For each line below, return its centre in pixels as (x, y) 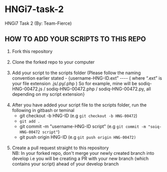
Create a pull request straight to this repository (60, 148)
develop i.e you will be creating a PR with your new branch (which (80, 158)
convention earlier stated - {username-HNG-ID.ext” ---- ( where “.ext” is (87, 78)
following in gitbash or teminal (43, 110)
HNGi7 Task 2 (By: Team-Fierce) (38, 23)
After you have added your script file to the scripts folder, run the (79, 105)
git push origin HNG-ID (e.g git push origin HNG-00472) (78, 137)
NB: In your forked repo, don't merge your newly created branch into (83, 153)
